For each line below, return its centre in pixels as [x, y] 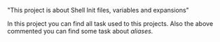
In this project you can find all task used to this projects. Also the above [110, 23]
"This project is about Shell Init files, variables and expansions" [98, 10]
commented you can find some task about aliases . [80, 31]
